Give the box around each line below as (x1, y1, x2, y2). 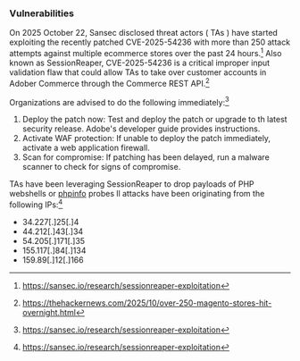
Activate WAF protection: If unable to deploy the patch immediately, (21, 133, 271, 144)
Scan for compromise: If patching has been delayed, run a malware (21, 152, 270, 163)
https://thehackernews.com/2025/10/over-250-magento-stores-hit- (21, 298, 272, 308)
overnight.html (21, 306, 76, 317)
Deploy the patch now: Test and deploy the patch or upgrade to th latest (21, 114, 287, 125)
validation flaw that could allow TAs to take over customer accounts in (9, 66, 267, 78)
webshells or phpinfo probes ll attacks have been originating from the (9, 189, 265, 199)
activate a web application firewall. (21, 142, 150, 154)
